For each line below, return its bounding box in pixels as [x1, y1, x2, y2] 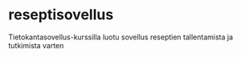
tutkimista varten [8, 40, 64, 50]
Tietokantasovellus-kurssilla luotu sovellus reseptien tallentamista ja [8, 32, 234, 42]
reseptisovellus [8, 6, 114, 24]
